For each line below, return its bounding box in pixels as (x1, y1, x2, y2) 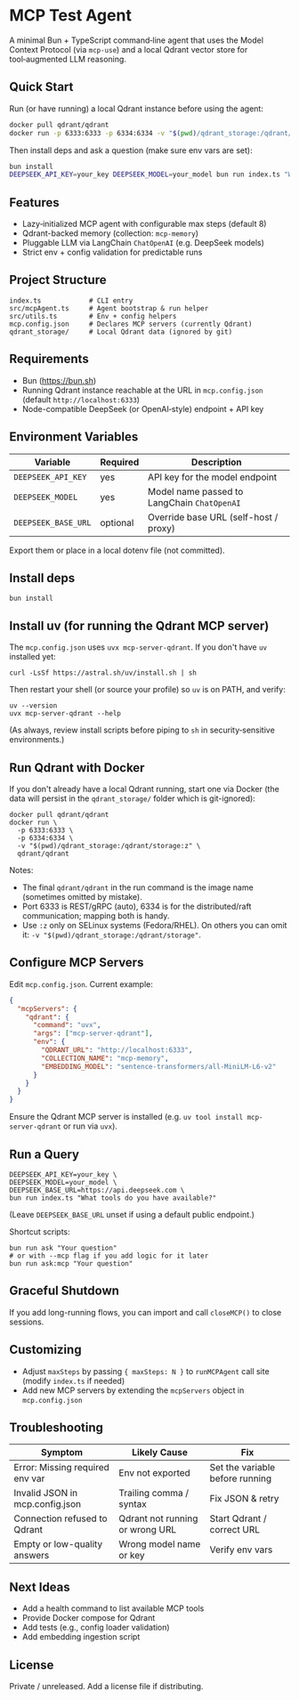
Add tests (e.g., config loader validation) (21, 1622, 171, 1633)
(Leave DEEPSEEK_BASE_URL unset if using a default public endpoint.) (9, 1209, 255, 1219)
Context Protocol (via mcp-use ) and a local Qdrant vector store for (9, 44, 248, 54)
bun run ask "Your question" (9, 1243, 117, 1252)
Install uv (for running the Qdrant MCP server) (9, 618, 270, 633)
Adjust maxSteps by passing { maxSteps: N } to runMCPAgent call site (21, 1365, 270, 1376)
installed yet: (9, 652, 56, 662)
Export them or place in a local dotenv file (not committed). (9, 545, 225, 555)
